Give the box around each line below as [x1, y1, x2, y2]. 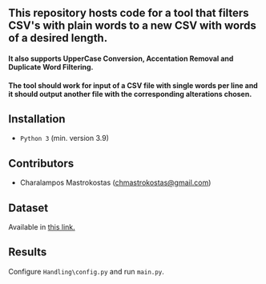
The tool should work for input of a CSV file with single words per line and [8, 80, 258, 90]
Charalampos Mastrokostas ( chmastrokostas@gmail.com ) [19, 178, 212, 187]
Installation [8, 112, 66, 126]
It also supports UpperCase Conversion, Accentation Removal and [8, 54, 234, 63]
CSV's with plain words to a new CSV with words [8, 19, 256, 33]
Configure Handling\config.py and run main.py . [8, 266, 164, 276]
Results [8, 246, 47, 259]
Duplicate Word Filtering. [8, 62, 94, 71]
